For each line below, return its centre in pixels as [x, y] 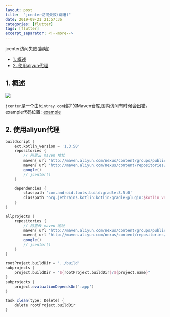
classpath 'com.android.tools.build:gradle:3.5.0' [78, 193]
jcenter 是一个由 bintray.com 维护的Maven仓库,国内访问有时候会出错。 [78, 106]
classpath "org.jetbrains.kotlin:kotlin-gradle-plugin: [83, 198]
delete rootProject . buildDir [45, 305]
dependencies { [30, 188]
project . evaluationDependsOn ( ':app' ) [54, 287]
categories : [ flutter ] [29, 24]
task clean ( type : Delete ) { [35, 300]
